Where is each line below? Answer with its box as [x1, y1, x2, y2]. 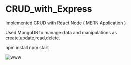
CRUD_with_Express [5, 3, 92, 15]
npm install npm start [5, 44, 49, 50]
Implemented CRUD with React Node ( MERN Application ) [5, 20, 126, 26]
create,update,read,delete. [5, 35, 60, 41]
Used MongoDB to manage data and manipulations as [5, 29, 117, 35]
